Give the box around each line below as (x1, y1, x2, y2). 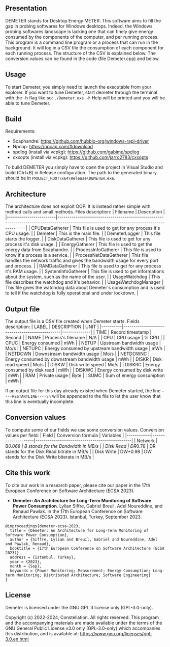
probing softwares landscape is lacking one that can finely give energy (5, 28, 154, 35)
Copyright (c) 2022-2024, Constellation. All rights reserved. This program (5, 614, 159, 621)
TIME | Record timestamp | (95, 329, 152, 335)
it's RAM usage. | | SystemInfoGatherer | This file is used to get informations (5, 268, 164, 275)
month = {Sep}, (10, 563, 42, 569)
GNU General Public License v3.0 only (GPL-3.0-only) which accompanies (5, 625, 161, 631)
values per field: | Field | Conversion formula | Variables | (5, 432, 124, 438)
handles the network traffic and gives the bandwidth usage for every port (5, 257, 159, 264)
